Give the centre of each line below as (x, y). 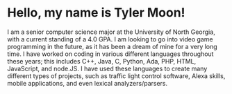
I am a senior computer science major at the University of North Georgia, (111, 32)
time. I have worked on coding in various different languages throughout (110, 54)
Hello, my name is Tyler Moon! (96, 13)
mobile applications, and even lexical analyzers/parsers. (88, 83)
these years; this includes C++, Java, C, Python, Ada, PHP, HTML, (102, 61)
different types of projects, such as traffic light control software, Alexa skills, (116, 76)
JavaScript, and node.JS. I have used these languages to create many (107, 68)
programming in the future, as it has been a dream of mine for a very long (112, 46)
